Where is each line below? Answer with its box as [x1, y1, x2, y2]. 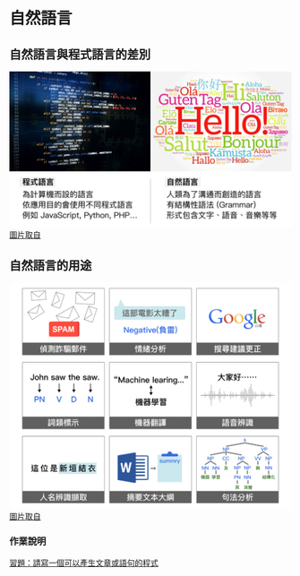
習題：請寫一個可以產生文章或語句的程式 [9, 557, 159, 568]
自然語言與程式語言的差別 [9, 47, 150, 62]
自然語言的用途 [9, 257, 92, 273]
